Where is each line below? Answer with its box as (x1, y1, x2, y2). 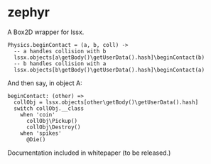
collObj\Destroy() (26, 124, 81, 131)
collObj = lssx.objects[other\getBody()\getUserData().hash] (13, 99, 199, 106)
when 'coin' (20, 111, 55, 118)
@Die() (26, 136, 46, 143)
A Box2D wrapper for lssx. (7, 28, 85, 36)
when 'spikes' (20, 129, 62, 137)
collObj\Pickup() (26, 117, 78, 124)
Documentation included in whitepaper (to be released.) (7, 148, 171, 157)
